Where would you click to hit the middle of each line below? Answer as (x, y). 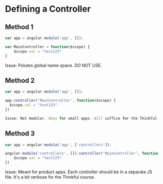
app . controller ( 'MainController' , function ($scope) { (61, 101)
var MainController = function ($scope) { (48, 47)
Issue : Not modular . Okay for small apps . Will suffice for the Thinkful (81, 118)
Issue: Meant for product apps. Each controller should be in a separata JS (79, 172)
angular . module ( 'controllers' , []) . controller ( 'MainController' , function (82, 154)
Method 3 (20, 134)
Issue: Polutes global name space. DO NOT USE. (54, 65)
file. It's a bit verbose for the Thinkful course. (50, 177)
